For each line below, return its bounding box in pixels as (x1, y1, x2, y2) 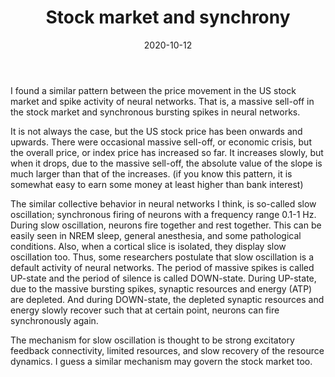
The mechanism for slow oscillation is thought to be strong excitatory (10, 334, 295, 346)
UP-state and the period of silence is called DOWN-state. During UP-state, (10, 272, 317, 284)
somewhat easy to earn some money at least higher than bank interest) (10, 178, 304, 190)
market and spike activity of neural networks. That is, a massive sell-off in (10, 95, 315, 107)
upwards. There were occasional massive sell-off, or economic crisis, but (10, 136, 312, 148)
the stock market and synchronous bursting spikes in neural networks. (10, 106, 301, 118)
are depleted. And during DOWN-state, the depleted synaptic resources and (10, 293, 325, 305)
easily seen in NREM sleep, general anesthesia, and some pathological (10, 229, 302, 241)
